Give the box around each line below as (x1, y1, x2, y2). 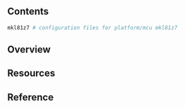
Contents (7, 6, 49, 18)
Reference (7, 91, 54, 103)
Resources (7, 67, 56, 79)
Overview (7, 43, 51, 55)
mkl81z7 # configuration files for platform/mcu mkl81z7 (7, 24, 178, 31)
